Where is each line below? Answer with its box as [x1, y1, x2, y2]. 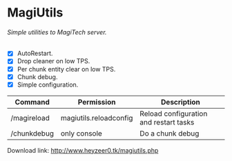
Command [14, 97, 50, 107]
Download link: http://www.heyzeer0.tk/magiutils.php [7, 146, 159, 154]
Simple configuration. [17, 80, 79, 89]
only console [60, 129, 102, 138]
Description [161, 97, 200, 107]
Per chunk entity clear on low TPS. [17, 65, 116, 73]
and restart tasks [139, 117, 195, 127]
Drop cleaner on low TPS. [17, 57, 90, 65]
